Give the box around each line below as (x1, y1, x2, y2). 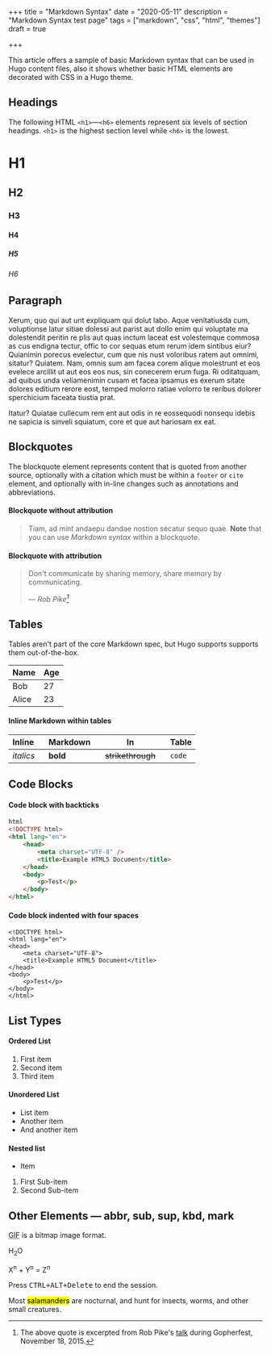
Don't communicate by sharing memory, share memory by (27, 569, 222, 579)
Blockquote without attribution (8, 506, 114, 516)
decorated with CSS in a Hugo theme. (8, 73, 134, 81)
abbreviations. (8, 487, 56, 497)
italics (12, 750, 35, 761)
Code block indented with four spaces (8, 910, 139, 920)
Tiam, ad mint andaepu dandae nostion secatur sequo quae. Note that (27, 524, 262, 533)
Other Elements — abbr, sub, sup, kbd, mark (8, 1209, 235, 1222)
